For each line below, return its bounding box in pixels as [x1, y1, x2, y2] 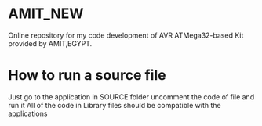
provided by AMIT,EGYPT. [8, 38, 93, 48]
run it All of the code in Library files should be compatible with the [8, 100, 221, 110]
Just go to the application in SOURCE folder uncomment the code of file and [8, 92, 255, 102]
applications [8, 109, 48, 118]
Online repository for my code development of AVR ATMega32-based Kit [8, 31, 244, 40]
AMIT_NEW [8, 5, 84, 23]
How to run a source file [8, 67, 166, 85]
